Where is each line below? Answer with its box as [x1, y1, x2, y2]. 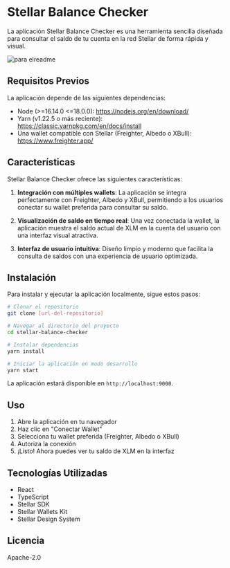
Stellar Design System [17, 515, 81, 523]
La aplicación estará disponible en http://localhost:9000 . [7, 379, 173, 387]
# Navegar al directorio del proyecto [7, 322, 119, 329]
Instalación [7, 271, 57, 284]
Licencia [7, 535, 45, 547]
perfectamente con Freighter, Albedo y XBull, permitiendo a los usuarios [17, 195, 224, 204]
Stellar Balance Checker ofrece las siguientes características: [7, 174, 182, 183]
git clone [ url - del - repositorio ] [7, 310, 104, 317]
